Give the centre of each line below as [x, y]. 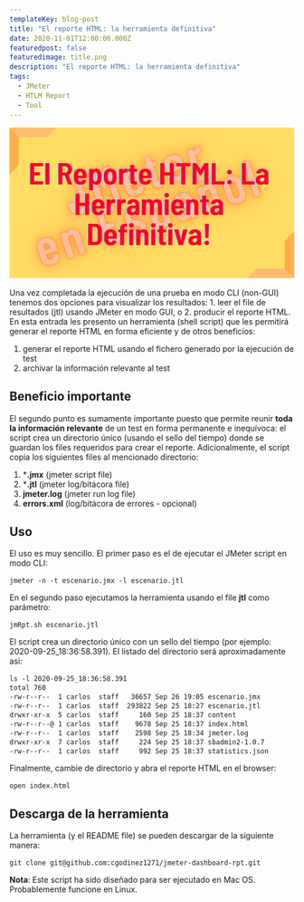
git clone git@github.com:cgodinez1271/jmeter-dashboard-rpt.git [135, 863]
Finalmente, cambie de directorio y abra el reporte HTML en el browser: [143, 768]
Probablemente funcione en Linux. [74, 889]
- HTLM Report [44, 95]
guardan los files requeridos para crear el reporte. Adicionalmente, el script [150, 447]
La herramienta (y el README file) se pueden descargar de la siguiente [142, 836]
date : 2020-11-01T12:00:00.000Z [70, 38]
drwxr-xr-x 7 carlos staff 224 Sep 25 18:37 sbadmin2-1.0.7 [137, 742]
